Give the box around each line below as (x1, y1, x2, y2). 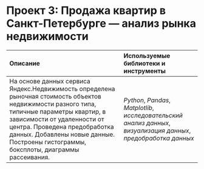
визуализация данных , (123, 126, 191, 134)
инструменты (123, 66, 166, 75)
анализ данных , (123, 119, 171, 127)
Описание (9, 59, 41, 67)
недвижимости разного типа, (9, 100, 97, 108)
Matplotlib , (123, 103, 154, 112)
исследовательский (123, 111, 183, 119)
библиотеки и (123, 59, 166, 67)
